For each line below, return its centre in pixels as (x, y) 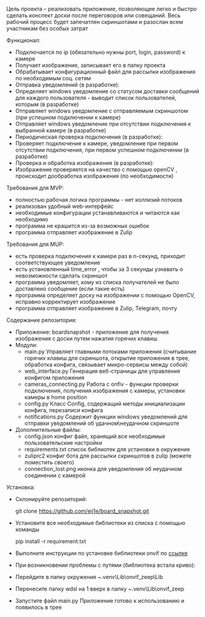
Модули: (26, 345)
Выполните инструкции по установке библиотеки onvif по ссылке (102, 553)
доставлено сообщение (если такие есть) (70, 289)
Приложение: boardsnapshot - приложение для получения (92, 332)
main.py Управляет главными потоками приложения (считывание (110, 351)
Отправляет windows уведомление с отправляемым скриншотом (102, 111)
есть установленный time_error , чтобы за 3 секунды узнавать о (99, 269)
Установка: (21, 487)
